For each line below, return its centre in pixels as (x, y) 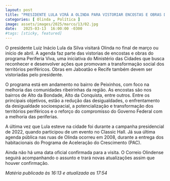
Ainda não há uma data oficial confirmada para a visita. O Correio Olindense (84, 152)
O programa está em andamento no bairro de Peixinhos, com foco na (77, 84)
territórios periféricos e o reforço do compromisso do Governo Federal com (84, 111)
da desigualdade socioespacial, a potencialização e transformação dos (79, 106)
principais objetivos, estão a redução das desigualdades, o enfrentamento (83, 101)
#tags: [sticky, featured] (34, 33)
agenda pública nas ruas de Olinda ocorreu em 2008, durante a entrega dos (84, 137)
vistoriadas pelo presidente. (34, 75)
